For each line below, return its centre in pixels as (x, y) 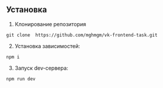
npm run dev (21, 79)
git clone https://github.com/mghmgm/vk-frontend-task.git (82, 35)
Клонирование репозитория (50, 24)
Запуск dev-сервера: (41, 68)
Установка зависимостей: (47, 46)
